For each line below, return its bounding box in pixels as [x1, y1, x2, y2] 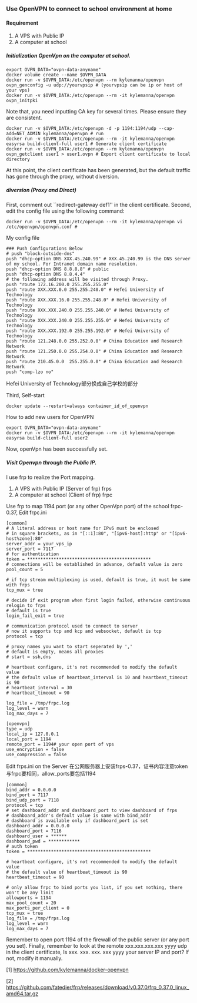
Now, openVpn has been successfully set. [6, 445, 108, 452]
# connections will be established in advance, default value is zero [6, 562, 183, 568]
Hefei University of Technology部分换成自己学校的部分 [6, 380, 138, 387]
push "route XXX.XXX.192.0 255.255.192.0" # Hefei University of [6, 328, 169, 334]
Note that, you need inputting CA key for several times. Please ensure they [6, 108, 186, 115]
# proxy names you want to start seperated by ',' [6, 644, 133, 650]
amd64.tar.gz [6, 990, 39, 997]
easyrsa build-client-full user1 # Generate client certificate [6, 141, 167, 147]
